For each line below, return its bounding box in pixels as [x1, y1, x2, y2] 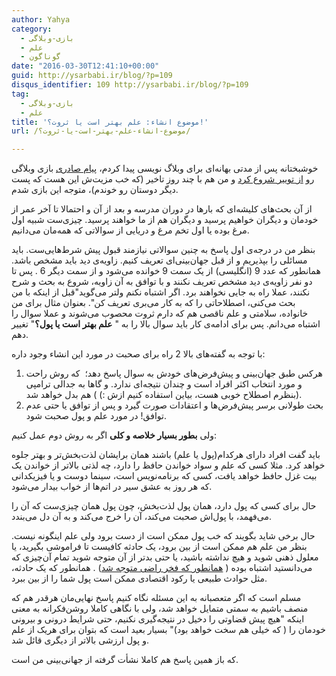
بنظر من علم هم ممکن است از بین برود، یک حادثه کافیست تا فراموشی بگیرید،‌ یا [11, 541, 308, 553]
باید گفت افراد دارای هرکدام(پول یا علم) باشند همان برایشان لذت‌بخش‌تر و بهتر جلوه [11, 449, 321, 461]
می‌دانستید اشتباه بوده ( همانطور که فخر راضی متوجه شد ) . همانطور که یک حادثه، [11, 562, 313, 574]
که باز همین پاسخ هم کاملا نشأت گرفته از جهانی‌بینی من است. [11, 654, 239, 666]
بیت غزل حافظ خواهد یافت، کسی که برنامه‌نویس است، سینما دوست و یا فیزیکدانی [11, 470, 318, 482]
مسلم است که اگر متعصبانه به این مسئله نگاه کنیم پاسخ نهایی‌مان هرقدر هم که [11, 592, 302, 604]
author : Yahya [11, 14, 71, 25]
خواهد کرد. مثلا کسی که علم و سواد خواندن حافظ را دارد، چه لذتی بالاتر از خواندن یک [11, 459, 326, 471]
